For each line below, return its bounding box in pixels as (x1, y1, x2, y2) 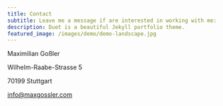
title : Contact (7, 10, 52, 18)
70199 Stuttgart (7, 77, 52, 86)
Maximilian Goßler (7, 49, 60, 58)
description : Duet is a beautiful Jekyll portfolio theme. (7, 23, 185, 30)
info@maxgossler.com (7, 90, 73, 99)
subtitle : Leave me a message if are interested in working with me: (7, 17, 217, 24)
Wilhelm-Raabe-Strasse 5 (7, 63, 83, 71)
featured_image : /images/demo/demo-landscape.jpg (7, 30, 157, 37)
